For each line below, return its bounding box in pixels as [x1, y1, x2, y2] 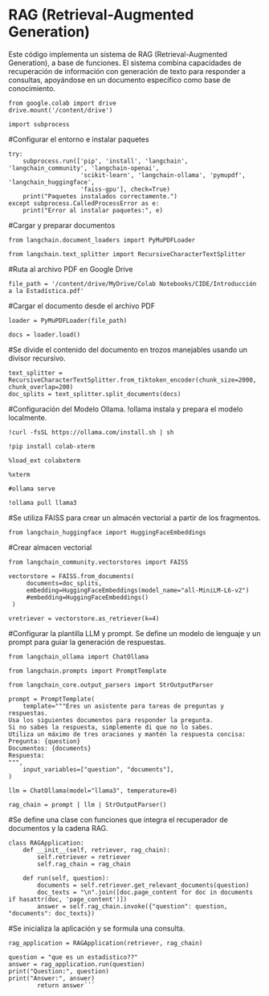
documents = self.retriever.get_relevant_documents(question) [37, 881, 250, 889]
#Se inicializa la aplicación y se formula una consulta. [8, 924, 185, 933]
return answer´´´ [37, 981, 95, 990]
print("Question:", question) [8, 967, 110, 975]
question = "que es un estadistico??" [8, 953, 138, 961]
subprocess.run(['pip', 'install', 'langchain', [22, 157, 189, 165]
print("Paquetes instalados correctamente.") [22, 192, 178, 200]
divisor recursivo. [8, 353, 66, 363]
